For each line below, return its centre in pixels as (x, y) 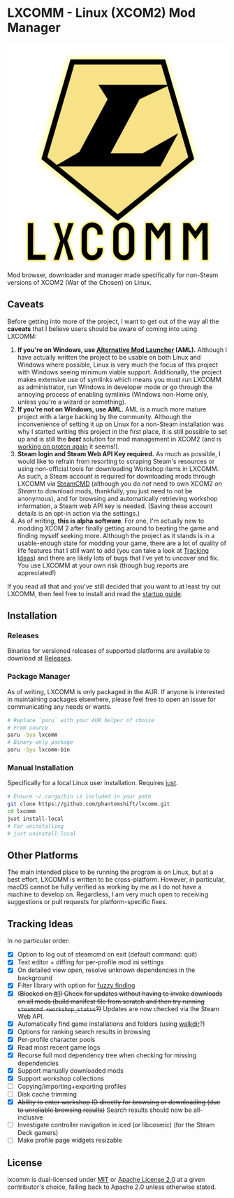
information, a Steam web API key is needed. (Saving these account (115, 506)
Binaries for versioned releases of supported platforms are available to (109, 651)
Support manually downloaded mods (70, 1070)
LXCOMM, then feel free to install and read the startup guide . (95, 593)
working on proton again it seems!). (68, 446)
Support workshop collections (61, 1078)
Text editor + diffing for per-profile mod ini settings (90, 962)
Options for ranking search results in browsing (84, 1031)
